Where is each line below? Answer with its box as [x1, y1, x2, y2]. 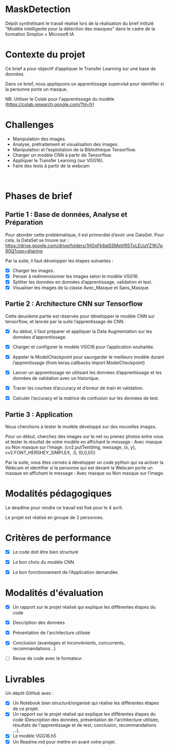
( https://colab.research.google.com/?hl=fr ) [5, 101, 94, 107]
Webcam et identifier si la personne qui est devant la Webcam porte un [5, 465, 153, 471]
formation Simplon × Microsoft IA [5, 31, 74, 37]
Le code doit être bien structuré [12, 548, 79, 555]
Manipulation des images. [12, 136, 67, 142]
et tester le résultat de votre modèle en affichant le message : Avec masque [5, 439, 162, 445]
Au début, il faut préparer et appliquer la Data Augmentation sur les [12, 328, 152, 334]
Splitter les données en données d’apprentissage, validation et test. [12, 279, 153, 285]
